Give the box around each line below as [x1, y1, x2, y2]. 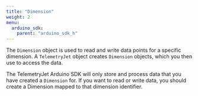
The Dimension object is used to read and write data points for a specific [6, 47, 181, 54]
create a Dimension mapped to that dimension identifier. [6, 83, 143, 90]
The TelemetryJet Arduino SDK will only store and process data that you [6, 71, 181, 78]
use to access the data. [6, 59, 63, 67]
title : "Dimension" [6, 8, 54, 15]
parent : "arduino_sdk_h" [17, 31, 78, 37]
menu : [6, 19, 20, 25]
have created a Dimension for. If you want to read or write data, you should [6, 77, 187, 84]
